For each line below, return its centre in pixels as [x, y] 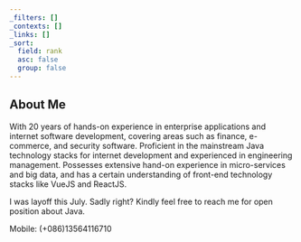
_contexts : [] [36, 26]
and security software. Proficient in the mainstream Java [159, 145]
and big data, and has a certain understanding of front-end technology [141, 174]
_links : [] [30, 34]
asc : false [38, 60]
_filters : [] [34, 18]
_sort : [22, 43]
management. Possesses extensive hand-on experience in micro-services [148, 164]
